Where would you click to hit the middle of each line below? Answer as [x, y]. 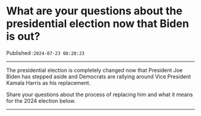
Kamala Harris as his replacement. [48, 83]
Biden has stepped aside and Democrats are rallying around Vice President [99, 77]
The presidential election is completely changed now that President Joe [95, 70]
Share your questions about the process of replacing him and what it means [100, 94]
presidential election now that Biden [98, 24]
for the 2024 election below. [41, 100]
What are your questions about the [94, 11]
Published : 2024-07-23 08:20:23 [45, 53]
